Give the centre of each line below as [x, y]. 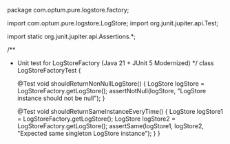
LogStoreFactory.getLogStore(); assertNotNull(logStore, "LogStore [112, 91]
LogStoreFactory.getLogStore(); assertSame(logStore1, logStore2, [111, 126]
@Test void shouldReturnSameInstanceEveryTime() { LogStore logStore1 [120, 111]
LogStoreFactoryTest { [49, 70]
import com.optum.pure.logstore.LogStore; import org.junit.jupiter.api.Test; [113, 23]
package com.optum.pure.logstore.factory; [68, 10]
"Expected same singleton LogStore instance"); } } [88, 133]
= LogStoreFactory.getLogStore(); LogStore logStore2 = [96, 119]
